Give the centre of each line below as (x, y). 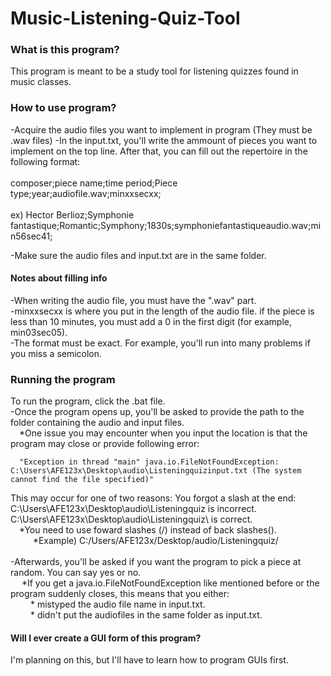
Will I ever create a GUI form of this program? (106, 638)
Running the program (63, 379)
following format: (45, 161)
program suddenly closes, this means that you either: (120, 594)
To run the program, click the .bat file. (88, 401)
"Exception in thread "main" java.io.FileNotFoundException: (149, 462)
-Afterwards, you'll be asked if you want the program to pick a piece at (156, 562)
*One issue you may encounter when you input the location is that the (163, 433)
